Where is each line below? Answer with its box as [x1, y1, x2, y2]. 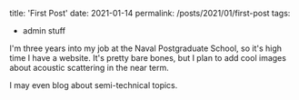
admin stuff [22, 25, 66, 35]
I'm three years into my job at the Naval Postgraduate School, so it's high [9, 43, 283, 54]
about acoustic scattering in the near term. [9, 63, 170, 73]
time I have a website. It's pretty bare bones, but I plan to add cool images [9, 53, 286, 63]
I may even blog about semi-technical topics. [9, 80, 178, 90]
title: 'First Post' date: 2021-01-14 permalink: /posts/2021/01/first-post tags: [9, 8, 291, 18]
